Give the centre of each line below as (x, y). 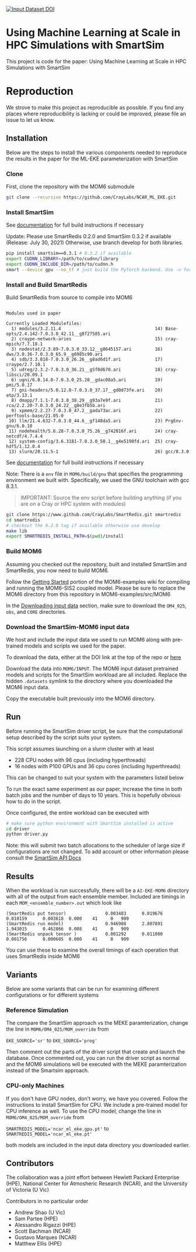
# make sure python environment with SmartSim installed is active (90, 823)
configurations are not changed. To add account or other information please (97, 851)
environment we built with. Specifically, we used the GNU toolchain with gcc (98, 480)
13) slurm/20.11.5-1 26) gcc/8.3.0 (99, 451)
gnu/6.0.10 (19, 426)
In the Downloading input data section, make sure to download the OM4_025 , (96, 606)
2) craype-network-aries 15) (87, 339)
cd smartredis (23, 520)
